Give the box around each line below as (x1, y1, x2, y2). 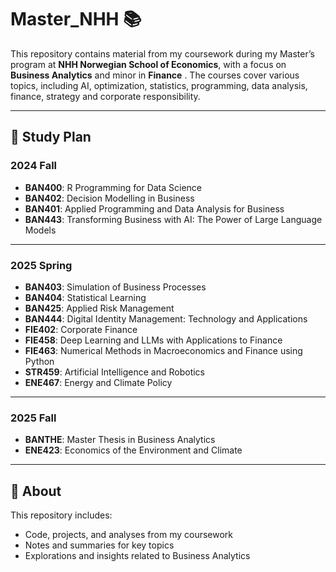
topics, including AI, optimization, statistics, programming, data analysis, (10, 79, 308, 91)
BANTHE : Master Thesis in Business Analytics (24, 434, 216, 446)
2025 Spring (10, 258, 73, 272)
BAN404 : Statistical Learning (24, 291, 147, 303)
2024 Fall (10, 159, 58, 173)
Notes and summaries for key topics (24, 539, 175, 551)
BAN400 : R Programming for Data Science (24, 181, 203, 193)
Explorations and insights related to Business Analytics (24, 550, 251, 562)
